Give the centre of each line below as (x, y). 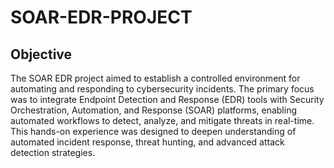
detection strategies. (53, 152)
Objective (41, 54)
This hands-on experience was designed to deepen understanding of (153, 131)
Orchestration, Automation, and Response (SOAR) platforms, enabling (154, 110)
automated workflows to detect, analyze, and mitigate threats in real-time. (162, 120)
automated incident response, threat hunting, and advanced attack (147, 142)
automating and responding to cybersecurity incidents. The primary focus (162, 89)
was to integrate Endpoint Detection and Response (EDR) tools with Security (167, 99)
